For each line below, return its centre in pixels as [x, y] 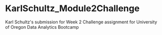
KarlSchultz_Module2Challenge [73, 9]
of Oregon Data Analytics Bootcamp [42, 27]
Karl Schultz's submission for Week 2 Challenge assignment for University [81, 22]
